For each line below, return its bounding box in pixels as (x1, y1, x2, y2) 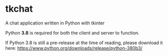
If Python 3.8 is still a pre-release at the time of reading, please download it (5, 39, 163, 46)
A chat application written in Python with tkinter (5, 20, 105, 26)
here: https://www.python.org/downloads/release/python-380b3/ (5, 45, 143, 51)
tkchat (5, 3, 33, 15)
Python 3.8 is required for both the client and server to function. (5, 30, 140, 36)
